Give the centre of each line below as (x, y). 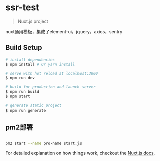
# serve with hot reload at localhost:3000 (52, 73)
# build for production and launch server (50, 87)
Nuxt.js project (33, 21)
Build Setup (24, 48)
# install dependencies (30, 60)
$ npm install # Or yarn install (40, 64)
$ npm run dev (20, 78)
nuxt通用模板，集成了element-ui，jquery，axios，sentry (64, 31)
